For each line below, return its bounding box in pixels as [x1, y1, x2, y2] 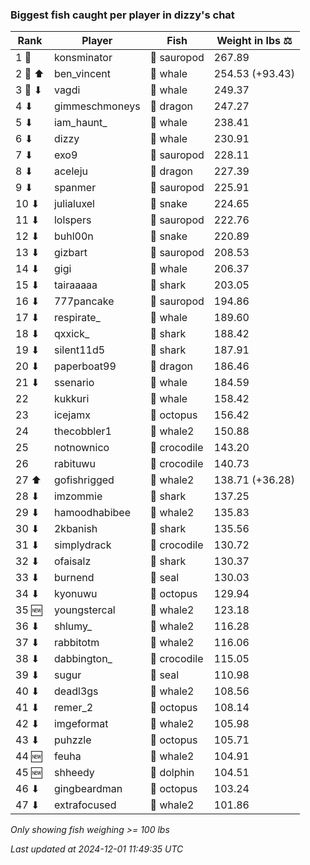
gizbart [53, 246, 88, 260]
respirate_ [53, 311, 101, 325]
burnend [53, 571, 95, 585]
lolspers [53, 213, 92, 227]
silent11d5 [53, 343, 106, 357]
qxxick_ [53, 327, 90, 341]
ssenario [53, 376, 95, 390]
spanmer [53, 181, 97, 195]
